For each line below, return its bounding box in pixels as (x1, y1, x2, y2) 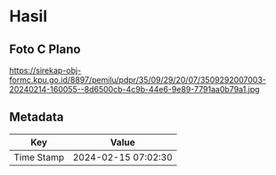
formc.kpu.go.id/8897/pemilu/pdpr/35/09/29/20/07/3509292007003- (9, 75, 267, 85)
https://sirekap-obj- (9, 65, 82, 76)
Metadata (9, 109, 64, 125)
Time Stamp (13, 151, 65, 163)
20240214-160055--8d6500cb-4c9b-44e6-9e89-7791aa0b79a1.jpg (9, 84, 260, 94)
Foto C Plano (9, 42, 81, 57)
